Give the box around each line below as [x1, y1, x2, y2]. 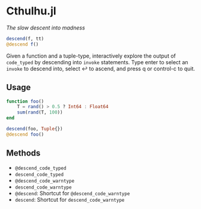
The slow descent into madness [6, 24, 85, 31]
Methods [6, 148, 41, 159]
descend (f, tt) [6, 35, 44, 41]
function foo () [6, 98, 44, 104]
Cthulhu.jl [6, 4, 56, 18]
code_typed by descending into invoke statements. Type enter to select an [6, 58, 188, 65]
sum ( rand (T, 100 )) [17, 109, 63, 115]
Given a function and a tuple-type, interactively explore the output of [6, 52, 176, 59]
